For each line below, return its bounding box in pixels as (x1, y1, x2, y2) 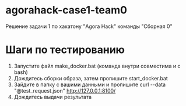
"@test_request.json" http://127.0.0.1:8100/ (13, 87, 116, 94)
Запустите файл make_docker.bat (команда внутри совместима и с (13, 62, 181, 69)
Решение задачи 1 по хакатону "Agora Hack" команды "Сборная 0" (5, 23, 173, 30)
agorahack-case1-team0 (5, 3, 128, 17)
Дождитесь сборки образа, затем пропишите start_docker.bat (13, 75, 169, 82)
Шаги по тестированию (5, 43, 125, 56)
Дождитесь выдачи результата (13, 93, 92, 100)
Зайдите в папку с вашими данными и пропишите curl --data (13, 81, 166, 88)
